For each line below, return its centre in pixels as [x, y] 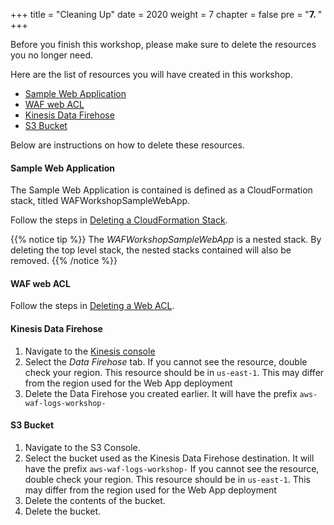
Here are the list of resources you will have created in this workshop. [151, 74]
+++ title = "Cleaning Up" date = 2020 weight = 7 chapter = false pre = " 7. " [166, 14]
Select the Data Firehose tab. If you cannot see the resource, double [166, 361]
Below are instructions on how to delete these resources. [127, 145]
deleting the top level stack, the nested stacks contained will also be [151, 250]
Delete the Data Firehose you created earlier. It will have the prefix [161, 393]
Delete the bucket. [63, 511]
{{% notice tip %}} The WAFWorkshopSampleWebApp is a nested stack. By [166, 240]
